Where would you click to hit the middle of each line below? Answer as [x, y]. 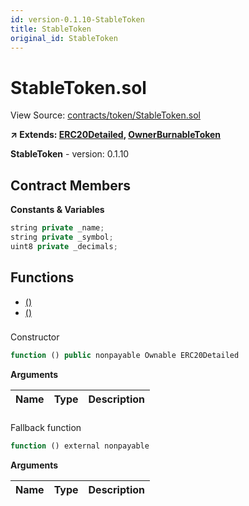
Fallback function [46, 428]
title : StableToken [51, 29]
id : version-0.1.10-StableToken [77, 19]
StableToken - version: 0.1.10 [70, 154]
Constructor [35, 337]
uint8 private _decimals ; [64, 246]
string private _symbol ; [62, 237]
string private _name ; [57, 228]
